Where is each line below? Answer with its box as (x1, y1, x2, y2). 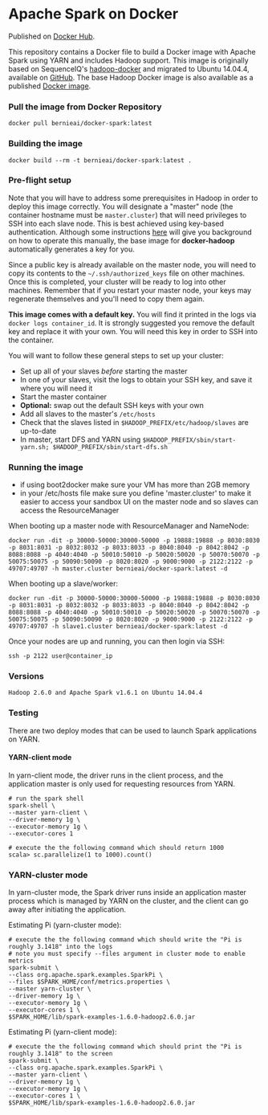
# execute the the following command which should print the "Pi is (8, 1043, 242, 1051)
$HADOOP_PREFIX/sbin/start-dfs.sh (52, 443, 169, 451)
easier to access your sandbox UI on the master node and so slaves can (19, 497, 258, 507)
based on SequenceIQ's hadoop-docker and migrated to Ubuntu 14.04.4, (8, 63, 250, 73)
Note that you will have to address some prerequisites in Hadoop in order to (8, 193, 258, 202)
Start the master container (19, 391, 107, 402)
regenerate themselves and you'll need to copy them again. (8, 294, 205, 304)
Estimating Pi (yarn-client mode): (8, 1027, 118, 1037)
